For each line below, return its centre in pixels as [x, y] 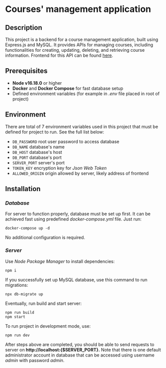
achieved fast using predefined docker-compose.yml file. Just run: [73, 219]
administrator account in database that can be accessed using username [80, 355]
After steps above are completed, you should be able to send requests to [80, 344]
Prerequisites [26, 71]
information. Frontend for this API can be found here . [59, 55]
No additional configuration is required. [45, 238]
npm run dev [17, 335]
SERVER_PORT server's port [39, 162]
